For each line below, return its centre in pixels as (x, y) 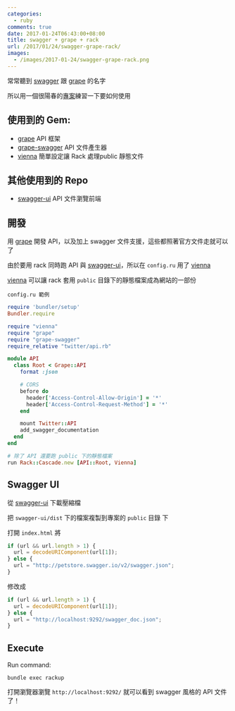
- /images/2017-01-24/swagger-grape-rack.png (82, 60)
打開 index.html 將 (34, 533)
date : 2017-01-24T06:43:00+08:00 (56, 34)
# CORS (30, 385)
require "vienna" (33, 326)
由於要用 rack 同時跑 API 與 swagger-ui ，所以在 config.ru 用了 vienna (109, 265)
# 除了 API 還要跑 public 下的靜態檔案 (60, 456)
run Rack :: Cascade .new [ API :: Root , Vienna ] (72, 463)
